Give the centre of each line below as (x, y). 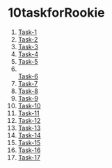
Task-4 (28, 54)
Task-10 (29, 106)
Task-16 (29, 150)
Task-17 (29, 157)
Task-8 (28, 91)
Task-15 (29, 142)
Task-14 (29, 135)
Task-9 (28, 98)
